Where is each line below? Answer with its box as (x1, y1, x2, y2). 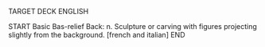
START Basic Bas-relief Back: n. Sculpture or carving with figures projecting (8, 22, 257, 31)
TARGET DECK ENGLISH (8, 7, 89, 16)
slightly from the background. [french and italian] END (8, 31, 185, 39)
